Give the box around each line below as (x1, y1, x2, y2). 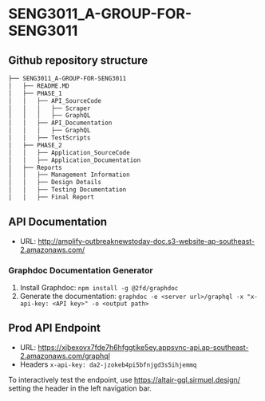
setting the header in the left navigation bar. (8, 383, 152, 393)
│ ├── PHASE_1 (8, 89, 62, 97)
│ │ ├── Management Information (8, 171, 130, 179)
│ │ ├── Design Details (8, 179, 102, 187)
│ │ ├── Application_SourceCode (8, 148, 130, 156)
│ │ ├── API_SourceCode (8, 96, 102, 104)
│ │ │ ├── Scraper (8, 104, 91, 112)
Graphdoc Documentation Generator (8, 265, 153, 276)
